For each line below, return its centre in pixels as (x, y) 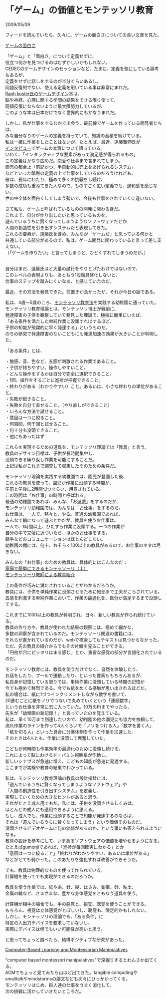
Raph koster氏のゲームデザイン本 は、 (44, 94)
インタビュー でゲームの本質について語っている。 (55, 148)
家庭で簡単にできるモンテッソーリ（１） (47, 568)
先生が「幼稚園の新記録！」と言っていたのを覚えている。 (64, 713)
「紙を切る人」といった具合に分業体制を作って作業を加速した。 (71, 732)
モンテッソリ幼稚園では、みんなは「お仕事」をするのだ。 (64, 508)
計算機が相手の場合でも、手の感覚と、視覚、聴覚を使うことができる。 (77, 904)
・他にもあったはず (25, 436)
